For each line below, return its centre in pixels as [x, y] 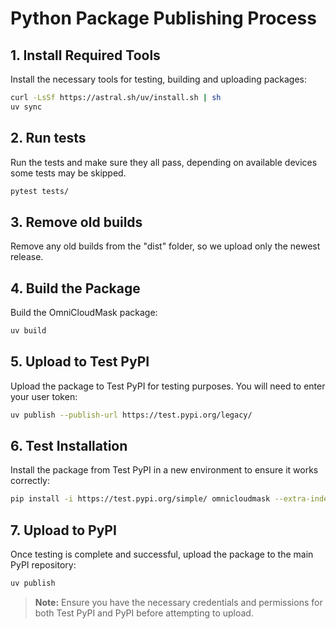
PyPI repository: [43, 565]
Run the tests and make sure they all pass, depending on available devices [164, 162]
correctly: [30, 481]
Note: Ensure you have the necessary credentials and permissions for [178, 602]
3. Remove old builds [76, 222]
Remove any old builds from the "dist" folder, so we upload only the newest [165, 246]
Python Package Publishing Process [163, 18]
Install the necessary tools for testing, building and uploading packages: [158, 79]
